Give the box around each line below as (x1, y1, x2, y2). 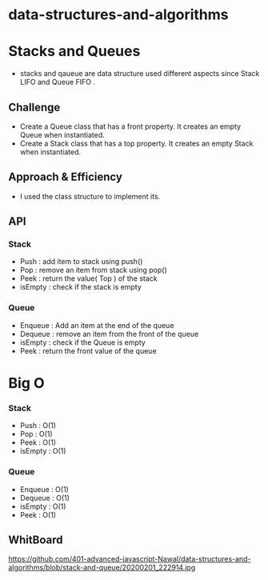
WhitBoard (8, 533, 63, 546)
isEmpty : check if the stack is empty (19, 282, 142, 292)
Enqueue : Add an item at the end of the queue (19, 320, 174, 330)
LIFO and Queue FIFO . (19, 78, 96, 87)
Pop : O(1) (19, 430, 54, 439)
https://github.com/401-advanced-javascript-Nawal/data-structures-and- (8, 554, 251, 564)
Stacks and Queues (8, 42, 141, 61)
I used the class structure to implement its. (19, 191, 161, 201)
